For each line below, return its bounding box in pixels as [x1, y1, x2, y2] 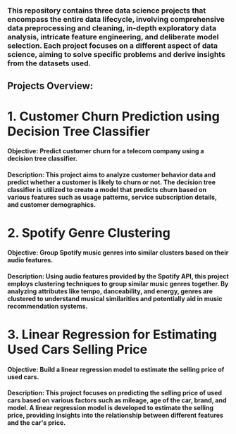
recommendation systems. [7, 302, 88, 311]
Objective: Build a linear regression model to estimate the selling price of [7, 365, 225, 374]
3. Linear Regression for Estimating [7, 326, 217, 343]
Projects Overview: [7, 80, 94, 92]
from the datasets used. [7, 58, 92, 68]
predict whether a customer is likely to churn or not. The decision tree [7, 178, 216, 186]
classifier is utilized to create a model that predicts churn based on [7, 185, 206, 193]
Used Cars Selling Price [7, 342, 148, 357]
